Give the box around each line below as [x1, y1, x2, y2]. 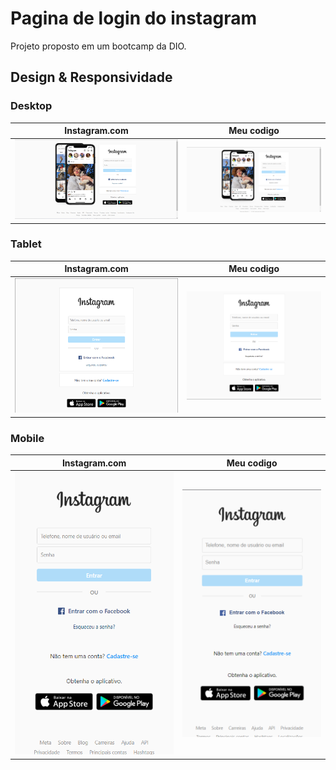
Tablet [10, 237, 42, 251]
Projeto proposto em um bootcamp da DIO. [10, 40, 187, 52]
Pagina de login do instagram [10, 7, 258, 30]
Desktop [10, 99, 53, 113]
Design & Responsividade [10, 69, 173, 86]
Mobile [10, 431, 45, 445]
